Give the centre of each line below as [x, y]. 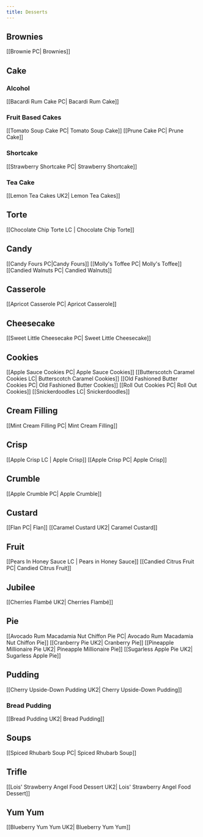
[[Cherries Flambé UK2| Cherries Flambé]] [60, 602]
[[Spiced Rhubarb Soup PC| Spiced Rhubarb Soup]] [71, 753]
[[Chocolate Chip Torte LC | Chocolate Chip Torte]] [70, 230]
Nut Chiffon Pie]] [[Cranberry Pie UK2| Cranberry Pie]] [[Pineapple [90, 642]
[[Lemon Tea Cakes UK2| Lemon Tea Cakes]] [63, 196]
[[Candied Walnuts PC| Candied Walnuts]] [59, 270]
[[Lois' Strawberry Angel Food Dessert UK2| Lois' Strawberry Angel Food [99, 787]
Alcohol [18, 88]
